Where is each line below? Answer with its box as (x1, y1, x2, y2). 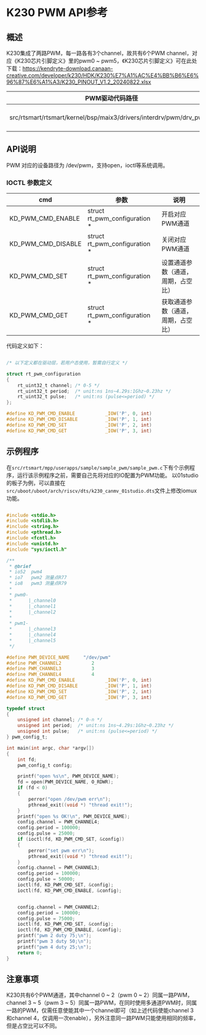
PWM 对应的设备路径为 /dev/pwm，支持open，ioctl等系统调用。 (6, 161, 169, 169)
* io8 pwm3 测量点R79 (9, 580, 67, 587)
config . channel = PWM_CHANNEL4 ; (17, 819, 100, 825)
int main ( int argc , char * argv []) (6, 745, 95, 751)
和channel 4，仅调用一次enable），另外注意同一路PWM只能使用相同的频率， (6, 1015, 199, 1022)
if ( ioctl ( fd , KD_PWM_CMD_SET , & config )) (17, 836, 124, 843)
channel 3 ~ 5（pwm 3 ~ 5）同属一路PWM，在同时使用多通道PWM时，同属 (6, 999, 197, 1007)
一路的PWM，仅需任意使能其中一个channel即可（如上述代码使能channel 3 (6, 1007, 194, 1014)
